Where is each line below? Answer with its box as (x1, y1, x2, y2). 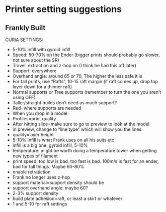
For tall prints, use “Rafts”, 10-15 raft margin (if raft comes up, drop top (12, 79, 158, 84)
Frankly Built (5, 24, 46, 32)
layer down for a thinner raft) (12, 84, 72, 90)
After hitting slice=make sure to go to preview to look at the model (12, 121, 150, 127)
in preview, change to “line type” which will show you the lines (12, 126, 142, 132)
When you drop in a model (12, 110, 68, 116)
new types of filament (12, 153, 58, 159)
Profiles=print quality (12, 116, 56, 121)
